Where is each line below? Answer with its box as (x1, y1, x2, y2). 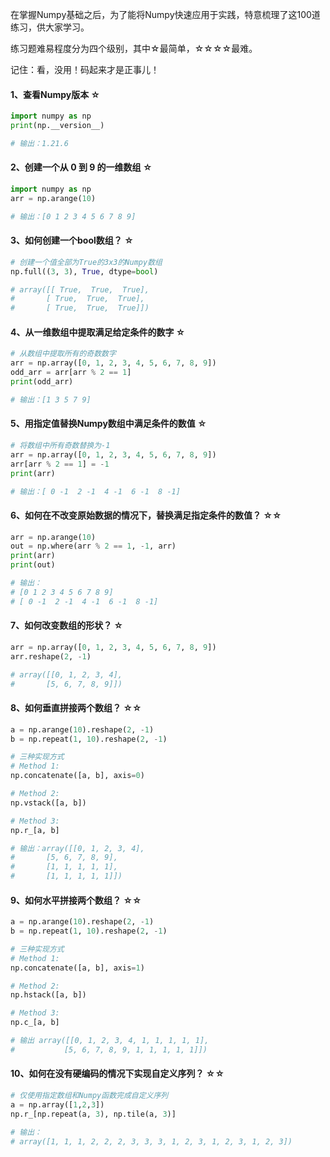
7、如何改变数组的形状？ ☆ (10, 619, 124, 632)
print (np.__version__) (10, 121, 105, 131)
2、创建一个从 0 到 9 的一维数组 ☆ (10, 161, 153, 173)
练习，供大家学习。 (10, 21, 90, 33)
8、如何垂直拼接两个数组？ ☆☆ (10, 702, 142, 714)
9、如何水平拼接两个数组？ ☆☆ (10, 894, 142, 906)
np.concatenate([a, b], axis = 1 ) (10, 963, 145, 973)
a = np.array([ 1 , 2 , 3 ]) (10, 1099, 105, 1110)
